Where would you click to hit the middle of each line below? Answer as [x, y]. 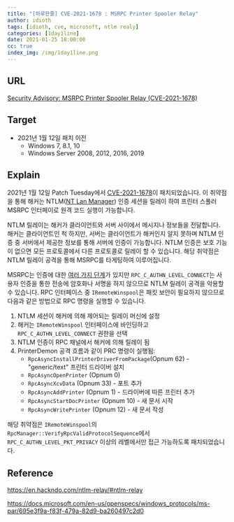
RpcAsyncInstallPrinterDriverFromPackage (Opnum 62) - [109, 359]
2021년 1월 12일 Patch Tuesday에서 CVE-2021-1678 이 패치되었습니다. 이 [108, 192]
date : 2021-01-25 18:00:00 [46, 40]
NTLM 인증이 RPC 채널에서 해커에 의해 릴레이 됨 [83, 342]
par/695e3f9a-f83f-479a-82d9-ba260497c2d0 [76, 511]
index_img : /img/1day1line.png [53, 53]
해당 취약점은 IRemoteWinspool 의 [52, 425]
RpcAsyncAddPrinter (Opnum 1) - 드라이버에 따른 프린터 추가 [111, 392]
